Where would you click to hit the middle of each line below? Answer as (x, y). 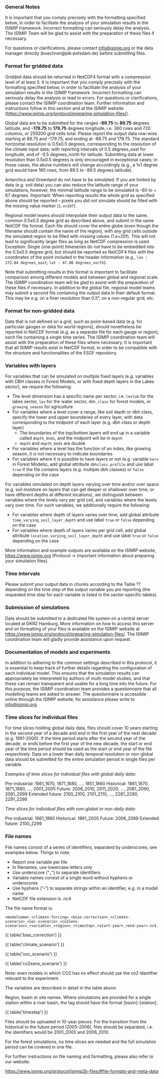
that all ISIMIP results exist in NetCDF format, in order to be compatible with (81, 348)
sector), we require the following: (38, 387)
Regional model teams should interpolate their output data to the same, (77, 215)
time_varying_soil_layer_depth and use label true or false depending (83, 520)
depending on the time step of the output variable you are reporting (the (78, 590)
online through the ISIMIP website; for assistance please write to (70, 699)
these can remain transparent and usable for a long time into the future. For (81, 684)
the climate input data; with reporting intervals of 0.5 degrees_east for (75, 149)
